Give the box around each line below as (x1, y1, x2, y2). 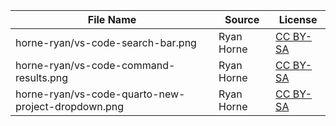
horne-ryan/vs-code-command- (15, 59, 176, 72)
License (278, 13, 318, 26)
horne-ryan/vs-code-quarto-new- (15, 87, 186, 101)
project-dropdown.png (15, 100, 125, 113)
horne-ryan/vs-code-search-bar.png (15, 36, 197, 49)
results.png (15, 71, 68, 84)
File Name (87, 13, 137, 26)
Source (224, 13, 260, 26)
